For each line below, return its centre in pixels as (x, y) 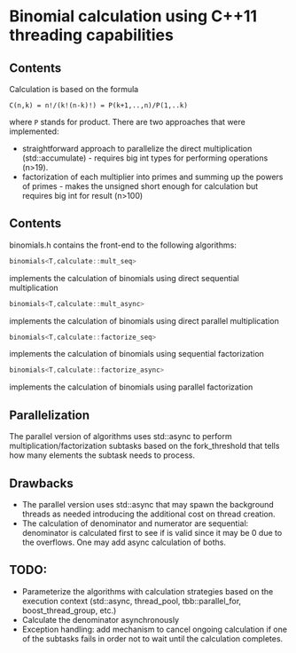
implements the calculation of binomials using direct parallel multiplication (144, 320)
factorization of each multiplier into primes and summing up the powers (152, 177)
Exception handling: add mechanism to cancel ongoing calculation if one (155, 629)
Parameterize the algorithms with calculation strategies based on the (148, 591)
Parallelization (50, 415)
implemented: (34, 131)
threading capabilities (92, 35)
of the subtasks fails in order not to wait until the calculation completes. (152, 638)
